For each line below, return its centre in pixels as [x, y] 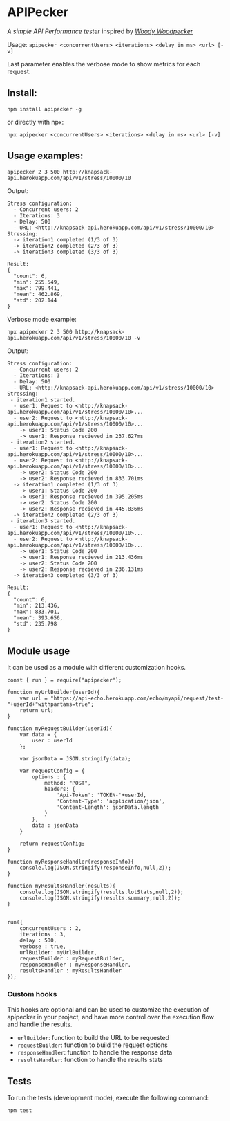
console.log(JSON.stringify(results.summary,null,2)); [100, 898]
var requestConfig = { [52, 771]
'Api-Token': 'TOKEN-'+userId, [102, 795]
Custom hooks [32, 994]
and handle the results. [40, 1024]
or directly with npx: [36, 122]
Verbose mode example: [42, 319]
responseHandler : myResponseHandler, [75, 965]
